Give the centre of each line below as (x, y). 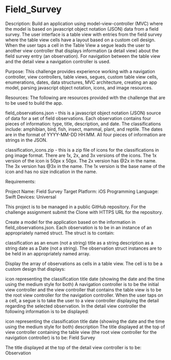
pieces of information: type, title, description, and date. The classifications (83, 124)
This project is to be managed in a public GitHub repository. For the (76, 207)
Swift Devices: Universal (31, 197)
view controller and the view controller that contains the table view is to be (83, 290)
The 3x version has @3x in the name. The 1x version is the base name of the (85, 166)
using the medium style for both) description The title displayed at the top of (85, 327)
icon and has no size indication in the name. (51, 172)
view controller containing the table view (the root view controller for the (81, 332)
